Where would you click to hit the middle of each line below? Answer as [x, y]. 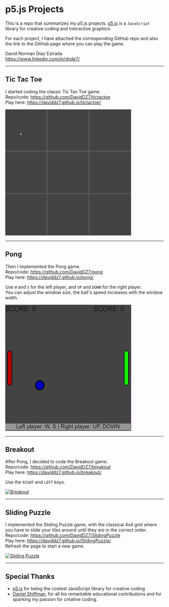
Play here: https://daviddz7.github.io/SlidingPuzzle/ [58, 541]
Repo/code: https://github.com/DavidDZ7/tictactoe [58, 97]
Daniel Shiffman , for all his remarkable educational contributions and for [87, 594]
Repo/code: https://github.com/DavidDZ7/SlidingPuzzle [63, 535]
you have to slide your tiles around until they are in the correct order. [76, 530]
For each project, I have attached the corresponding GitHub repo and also [82, 38]
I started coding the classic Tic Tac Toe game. [53, 91]
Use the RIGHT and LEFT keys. [35, 482]
